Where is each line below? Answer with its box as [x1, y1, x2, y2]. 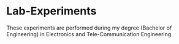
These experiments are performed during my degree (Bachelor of [6, 24, 172, 31]
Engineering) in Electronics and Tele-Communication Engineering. [6, 30, 173, 37]
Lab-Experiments [6, 4, 97, 18]
